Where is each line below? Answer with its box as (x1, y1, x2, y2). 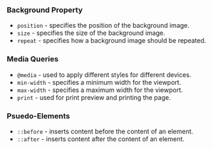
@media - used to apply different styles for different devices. (16, 70, 192, 79)
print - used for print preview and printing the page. (16, 93, 172, 101)
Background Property (6, 5, 83, 15)
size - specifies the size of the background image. (16, 29, 165, 37)
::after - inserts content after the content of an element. (16, 134, 185, 143)
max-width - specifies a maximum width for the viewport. (16, 86, 183, 94)
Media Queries (6, 54, 58, 64)
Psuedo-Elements (6, 111, 71, 120)
